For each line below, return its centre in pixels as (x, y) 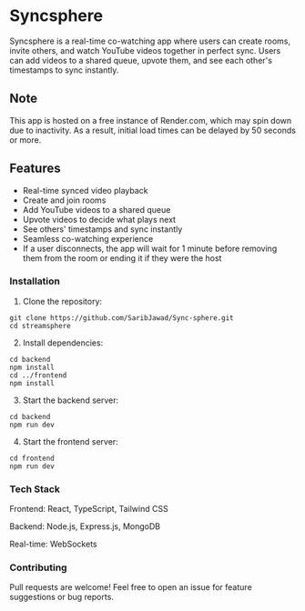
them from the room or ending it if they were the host (122, 258)
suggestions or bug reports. (61, 597)
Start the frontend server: (70, 441)
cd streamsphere (40, 326)
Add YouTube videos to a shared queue (97, 209)
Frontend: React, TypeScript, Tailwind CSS (89, 509)
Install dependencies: (63, 343)
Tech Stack (35, 489)
